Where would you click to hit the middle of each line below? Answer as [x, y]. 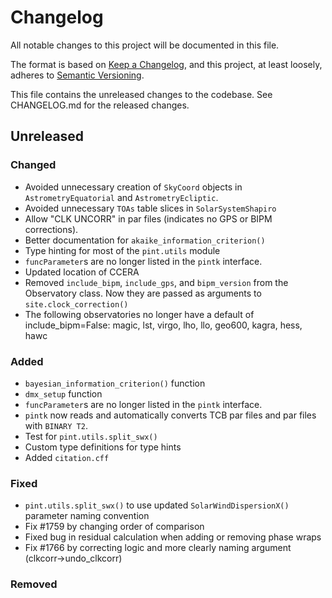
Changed [33, 165]
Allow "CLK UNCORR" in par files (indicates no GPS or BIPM [148, 218]
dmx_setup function [63, 393]
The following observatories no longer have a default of [139, 314]
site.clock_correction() [76, 304]
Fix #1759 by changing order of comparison [114, 527]
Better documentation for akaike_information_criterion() [145, 240]
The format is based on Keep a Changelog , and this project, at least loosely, [166, 64]
